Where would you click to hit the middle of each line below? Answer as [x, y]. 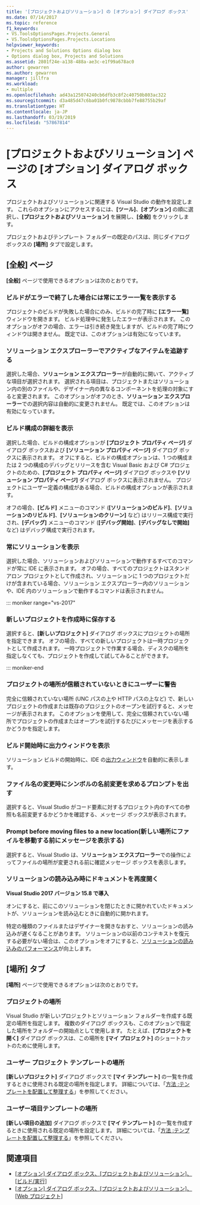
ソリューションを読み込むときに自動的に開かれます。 [87, 913]
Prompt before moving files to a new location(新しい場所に [92, 832]
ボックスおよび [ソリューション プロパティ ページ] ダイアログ [103, 450]
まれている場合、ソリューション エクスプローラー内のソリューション [106, 584]
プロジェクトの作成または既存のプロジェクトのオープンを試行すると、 [92, 706]
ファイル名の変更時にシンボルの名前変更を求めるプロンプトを [94, 784]
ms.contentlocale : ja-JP [37, 112]
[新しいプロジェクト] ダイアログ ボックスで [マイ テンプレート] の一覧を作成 [100, 1077]
